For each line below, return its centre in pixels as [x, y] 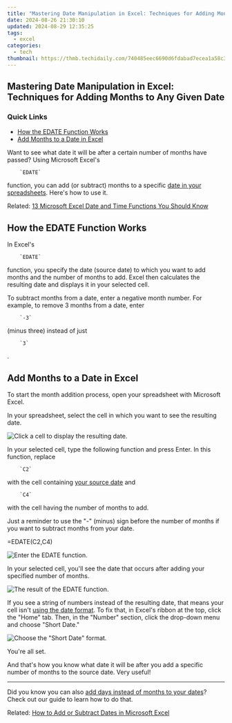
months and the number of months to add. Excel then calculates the [104, 278]
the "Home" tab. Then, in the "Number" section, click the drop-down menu [114, 617]
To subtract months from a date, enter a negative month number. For [105, 298]
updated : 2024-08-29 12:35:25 [51, 26]
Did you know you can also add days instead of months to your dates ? [107, 692]
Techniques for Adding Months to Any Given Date [116, 97]
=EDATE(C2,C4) [30, 542]
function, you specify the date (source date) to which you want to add [106, 270]
